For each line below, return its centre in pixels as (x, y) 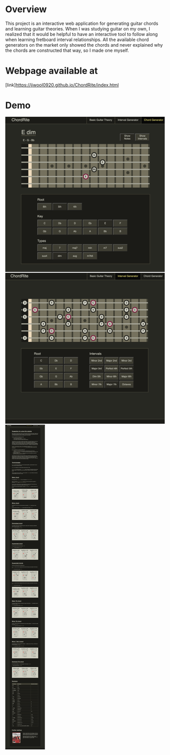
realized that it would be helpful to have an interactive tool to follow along (81, 34)
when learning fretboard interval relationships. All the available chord (77, 40)
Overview (26, 9)
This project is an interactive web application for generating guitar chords (82, 23)
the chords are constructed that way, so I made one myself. (67, 50)
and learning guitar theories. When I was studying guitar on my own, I (78, 28)
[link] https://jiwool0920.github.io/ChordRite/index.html (62, 85)
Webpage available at (52, 71)
